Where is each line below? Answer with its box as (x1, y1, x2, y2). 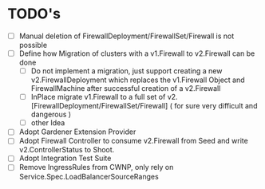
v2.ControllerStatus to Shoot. (18, 145, 115, 155)
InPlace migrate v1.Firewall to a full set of (30, 93, 166, 102)
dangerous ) (30, 109, 72, 120)
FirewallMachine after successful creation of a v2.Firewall (30, 84, 221, 93)
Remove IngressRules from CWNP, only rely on (18, 163, 174, 172)
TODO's (7, 5, 61, 23)
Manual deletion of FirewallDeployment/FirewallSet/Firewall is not (18, 31, 235, 41)
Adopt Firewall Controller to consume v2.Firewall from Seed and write (18, 136, 248, 146)
